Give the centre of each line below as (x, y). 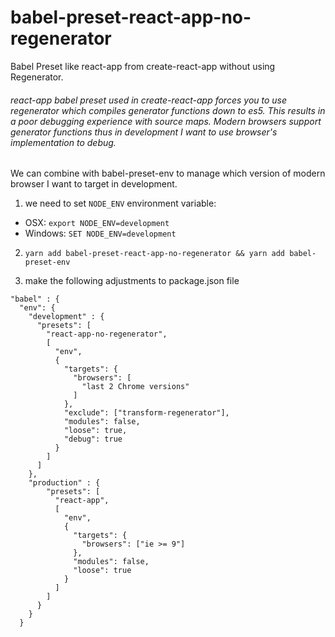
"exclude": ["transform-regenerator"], (146, 413)
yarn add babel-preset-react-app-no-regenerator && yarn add (155, 254)
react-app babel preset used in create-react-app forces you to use (149, 100)
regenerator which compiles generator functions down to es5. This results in (168, 110)
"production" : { (64, 483)
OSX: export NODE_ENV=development (97, 223)
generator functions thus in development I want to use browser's (144, 132)
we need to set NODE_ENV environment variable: (120, 203)
